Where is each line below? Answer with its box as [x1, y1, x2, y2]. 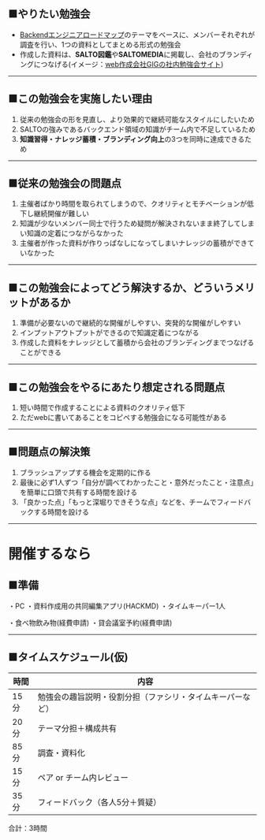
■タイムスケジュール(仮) [8, 651, 129, 664]
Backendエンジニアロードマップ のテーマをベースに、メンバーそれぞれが [19, 30, 256, 39]
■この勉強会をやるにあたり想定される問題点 [8, 381, 226, 394]
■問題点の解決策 [8, 445, 91, 459]
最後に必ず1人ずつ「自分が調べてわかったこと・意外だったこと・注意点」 [19, 478, 254, 487]
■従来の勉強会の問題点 [8, 177, 122, 191]
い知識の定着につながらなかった [19, 229, 124, 238]
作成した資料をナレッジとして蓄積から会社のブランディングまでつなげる [19, 338, 255, 348]
